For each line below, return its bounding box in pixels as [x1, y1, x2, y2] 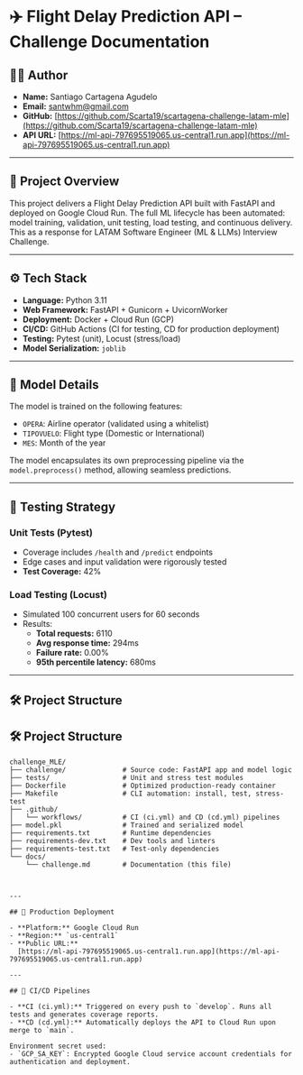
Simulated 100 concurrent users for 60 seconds [22, 609, 200, 620]
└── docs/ [9, 852, 47, 861]
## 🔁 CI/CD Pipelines [9, 986, 91, 996]
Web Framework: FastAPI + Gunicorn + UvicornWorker [22, 304, 228, 315]
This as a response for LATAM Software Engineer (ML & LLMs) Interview [9, 226, 278, 237]
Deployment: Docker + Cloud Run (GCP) [22, 314, 174, 325]
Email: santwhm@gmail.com [22, 101, 129, 112]
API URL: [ [22, 130, 61, 140]
